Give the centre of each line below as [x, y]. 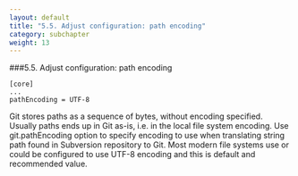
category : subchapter [50, 34]
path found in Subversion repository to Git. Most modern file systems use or [149, 145]
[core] [21, 84]
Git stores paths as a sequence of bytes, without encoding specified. [136, 116]
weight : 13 [30, 42]
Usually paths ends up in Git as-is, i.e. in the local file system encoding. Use [149, 126]
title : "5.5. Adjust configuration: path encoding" [107, 26]
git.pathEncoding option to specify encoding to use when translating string [147, 136]
